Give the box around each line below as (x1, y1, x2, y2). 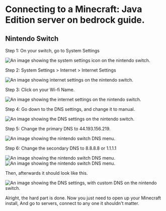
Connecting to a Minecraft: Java (5, 4, 142, 15)
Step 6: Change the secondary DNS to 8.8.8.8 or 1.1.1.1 (5, 145, 117, 151)
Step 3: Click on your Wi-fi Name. (5, 87, 75, 93)
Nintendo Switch (5, 34, 59, 43)
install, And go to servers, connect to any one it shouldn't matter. (5, 200, 139, 206)
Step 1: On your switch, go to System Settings (5, 48, 100, 53)
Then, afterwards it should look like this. (5, 170, 88, 176)
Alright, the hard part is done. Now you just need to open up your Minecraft (5, 195, 161, 201)
